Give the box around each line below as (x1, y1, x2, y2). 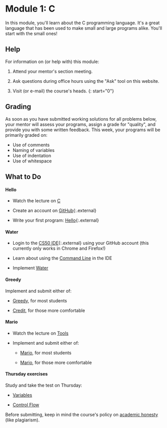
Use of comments (12, 142, 50, 148)
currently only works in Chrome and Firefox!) (12, 245, 106, 251)
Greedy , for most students (12, 297, 67, 303)
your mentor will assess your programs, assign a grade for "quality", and (5, 121, 156, 127)
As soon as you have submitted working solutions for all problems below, (5, 116, 157, 122)
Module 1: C (5, 3, 55, 15)
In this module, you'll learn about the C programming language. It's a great (5, 20, 160, 26)
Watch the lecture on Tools (12, 330, 69, 336)
